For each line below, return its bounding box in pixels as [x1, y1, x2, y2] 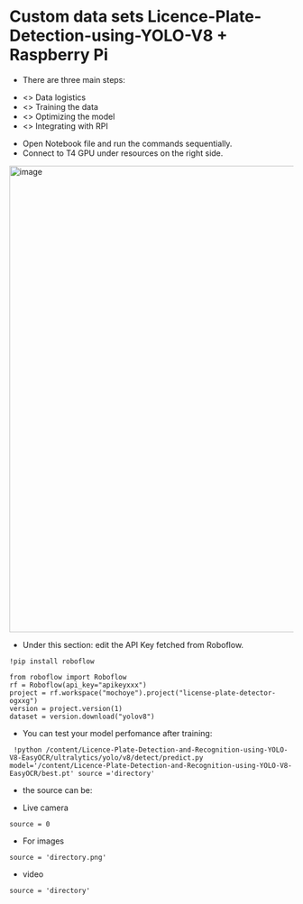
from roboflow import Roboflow [9, 672, 127, 681]
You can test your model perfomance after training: [22, 727, 213, 738]
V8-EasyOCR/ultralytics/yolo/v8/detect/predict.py [9, 753, 204, 762]
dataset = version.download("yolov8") [9, 712, 155, 721]
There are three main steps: [22, 74, 126, 85]
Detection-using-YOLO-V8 [9, 25, 214, 46]
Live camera [22, 802, 69, 813]
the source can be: [22, 784, 93, 795]
